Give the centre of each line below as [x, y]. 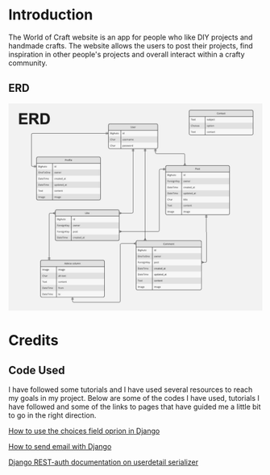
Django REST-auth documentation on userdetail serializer [104, 462]
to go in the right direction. [52, 415]
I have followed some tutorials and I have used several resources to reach [131, 390]
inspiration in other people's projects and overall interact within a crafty [127, 54]
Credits [33, 341]
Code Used [37, 370]
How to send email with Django [60, 447]
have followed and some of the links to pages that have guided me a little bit [135, 407]
